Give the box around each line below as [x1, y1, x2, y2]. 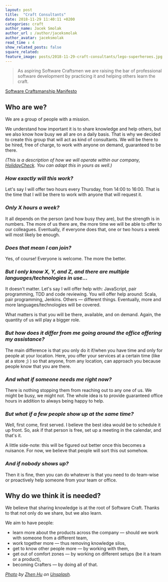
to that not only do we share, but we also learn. [5, 510, 103, 516]
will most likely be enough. [5, 232, 60, 238]
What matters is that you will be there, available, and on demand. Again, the [5, 312, 161, 318]
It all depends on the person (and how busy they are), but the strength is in [5, 216, 159, 222]
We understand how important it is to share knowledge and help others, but [5, 126, 161, 132]
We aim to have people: [5, 520, 54, 526]
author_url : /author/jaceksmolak [5, 31, 78, 36]
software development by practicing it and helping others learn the [17, 73, 155, 79]
